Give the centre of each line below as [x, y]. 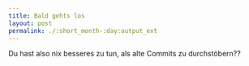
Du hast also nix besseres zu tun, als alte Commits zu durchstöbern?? [124, 54]
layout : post [30, 23]
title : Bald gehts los [47, 16]
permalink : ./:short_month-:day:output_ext [83, 31]
